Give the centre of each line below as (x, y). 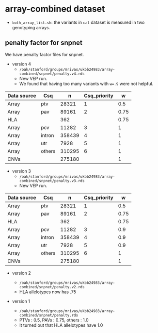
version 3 (21, 171)
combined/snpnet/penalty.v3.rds (52, 181)
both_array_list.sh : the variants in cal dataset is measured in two (78, 22)
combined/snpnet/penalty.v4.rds (52, 74)
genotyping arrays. (31, 27)
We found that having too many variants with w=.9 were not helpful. (86, 83)
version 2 (21, 273)
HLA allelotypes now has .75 (48, 292)
